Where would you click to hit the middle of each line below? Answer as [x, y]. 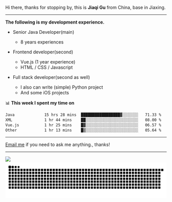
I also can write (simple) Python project [62, 87]
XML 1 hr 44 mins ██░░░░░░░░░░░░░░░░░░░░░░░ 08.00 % [83, 120]
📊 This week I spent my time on [40, 103]
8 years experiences [42, 42]
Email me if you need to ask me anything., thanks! [58, 145]
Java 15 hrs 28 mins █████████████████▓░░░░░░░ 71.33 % [83, 115]
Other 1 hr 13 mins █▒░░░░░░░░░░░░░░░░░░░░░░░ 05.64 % [83, 130]
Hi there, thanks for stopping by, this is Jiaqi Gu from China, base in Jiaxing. [85, 7]
